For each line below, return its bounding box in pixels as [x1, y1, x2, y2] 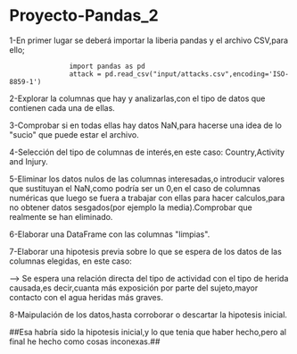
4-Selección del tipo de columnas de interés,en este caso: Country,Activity [9, 147, 285, 157]
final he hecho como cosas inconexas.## [9, 336, 161, 347]
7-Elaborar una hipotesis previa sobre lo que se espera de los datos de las [9, 246, 283, 257]
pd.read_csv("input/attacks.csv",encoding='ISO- [104, 69, 290, 79]
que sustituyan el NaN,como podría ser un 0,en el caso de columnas [9, 182, 261, 193]
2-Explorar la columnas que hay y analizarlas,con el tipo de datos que [9, 93, 266, 104]
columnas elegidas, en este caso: [9, 256, 132, 266]
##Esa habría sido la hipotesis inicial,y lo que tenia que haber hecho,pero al [9, 326, 287, 337]
